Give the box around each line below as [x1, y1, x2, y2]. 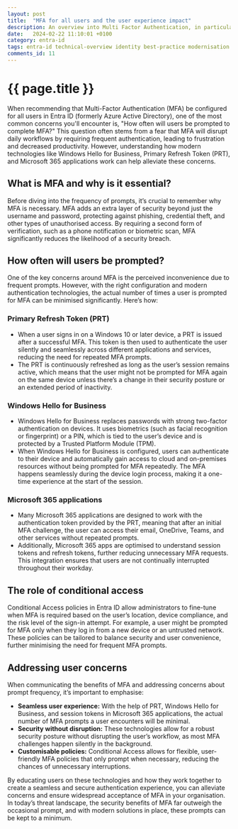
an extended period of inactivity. [17, 383, 113, 391]
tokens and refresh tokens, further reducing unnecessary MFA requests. [17, 548, 229, 558]
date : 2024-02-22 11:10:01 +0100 [7, 30, 113, 38]
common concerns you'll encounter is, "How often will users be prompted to [7, 119, 230, 128]
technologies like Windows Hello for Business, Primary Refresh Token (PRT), [7, 149, 230, 158]
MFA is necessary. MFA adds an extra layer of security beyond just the [7, 204, 213, 212]
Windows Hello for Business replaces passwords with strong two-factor [17, 417, 228, 426]
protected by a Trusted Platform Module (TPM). [17, 440, 157, 448]
